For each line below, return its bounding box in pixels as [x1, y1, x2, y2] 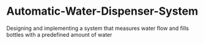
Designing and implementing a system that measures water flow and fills [6, 24, 189, 32]
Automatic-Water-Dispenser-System [6, 4, 199, 18]
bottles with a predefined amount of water [6, 31, 112, 38]
